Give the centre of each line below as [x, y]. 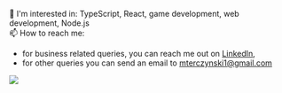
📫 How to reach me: [47, 33]
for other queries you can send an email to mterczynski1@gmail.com [147, 63]
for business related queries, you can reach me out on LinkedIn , [138, 54]
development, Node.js [50, 23]
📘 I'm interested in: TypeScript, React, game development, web [124, 14]
